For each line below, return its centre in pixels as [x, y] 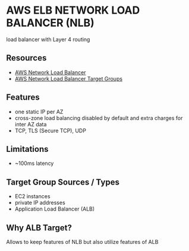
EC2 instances [32, 196]
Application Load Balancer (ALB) [55, 209]
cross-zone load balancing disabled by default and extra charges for [99, 118]
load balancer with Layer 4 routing [48, 39]
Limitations [27, 149]
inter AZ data [31, 124]
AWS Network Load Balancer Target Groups [69, 78]
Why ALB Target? [39, 228]
